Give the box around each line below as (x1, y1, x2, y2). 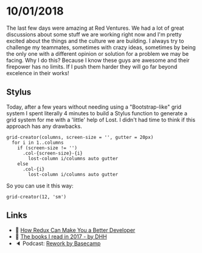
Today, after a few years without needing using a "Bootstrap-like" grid (6, 103, 181, 110)
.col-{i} (22, 166, 45, 172)
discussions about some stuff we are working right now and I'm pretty (6, 30, 182, 38)
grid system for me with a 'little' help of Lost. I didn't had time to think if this (6, 116, 196, 123)
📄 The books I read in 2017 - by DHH (15, 232, 108, 240)
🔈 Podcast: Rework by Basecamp (15, 240, 101, 247)
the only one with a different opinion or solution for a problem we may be (6, 50, 189, 57)
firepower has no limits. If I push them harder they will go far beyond (6, 62, 178, 70)
